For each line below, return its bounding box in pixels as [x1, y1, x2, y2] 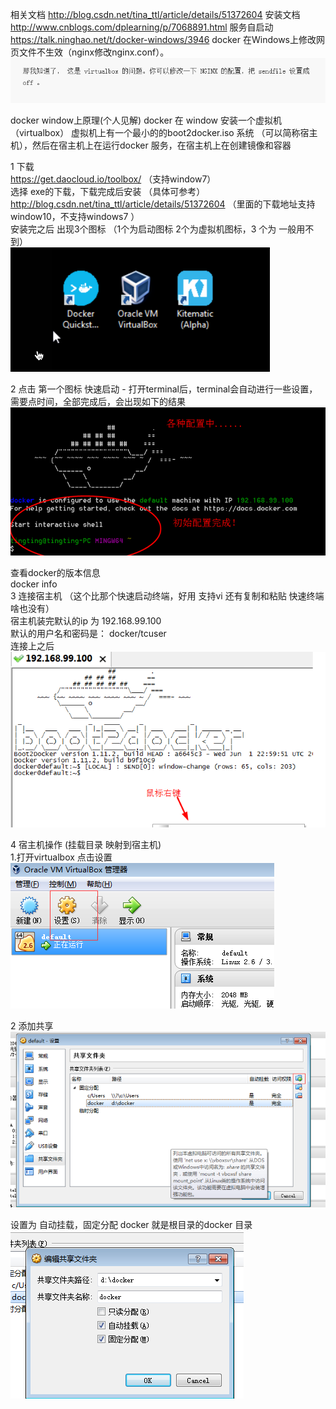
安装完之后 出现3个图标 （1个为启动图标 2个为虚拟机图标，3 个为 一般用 [10, 223, 306, 235]
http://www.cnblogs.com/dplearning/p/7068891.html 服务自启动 [10, 21, 274, 33]
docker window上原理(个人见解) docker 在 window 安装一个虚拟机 [10, 114, 283, 126]
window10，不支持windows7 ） [10, 210, 140, 222]
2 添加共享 [10, 1020, 54, 1032]
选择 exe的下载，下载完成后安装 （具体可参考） [10, 185, 206, 197]
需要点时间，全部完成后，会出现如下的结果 [10, 395, 186, 407]
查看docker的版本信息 [10, 566, 101, 578]
